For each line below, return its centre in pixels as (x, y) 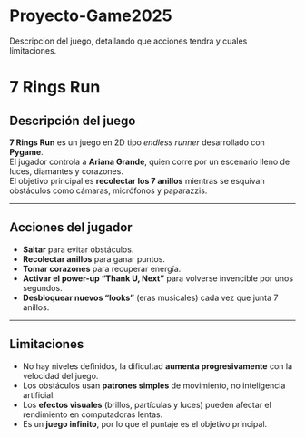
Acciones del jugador (71, 228)
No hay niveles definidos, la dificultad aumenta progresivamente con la (157, 366)
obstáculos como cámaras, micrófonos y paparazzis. (108, 190)
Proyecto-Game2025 (91, 16)
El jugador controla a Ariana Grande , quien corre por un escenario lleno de (150, 161)
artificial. (39, 394)
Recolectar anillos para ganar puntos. (94, 258)
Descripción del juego (73, 120)
